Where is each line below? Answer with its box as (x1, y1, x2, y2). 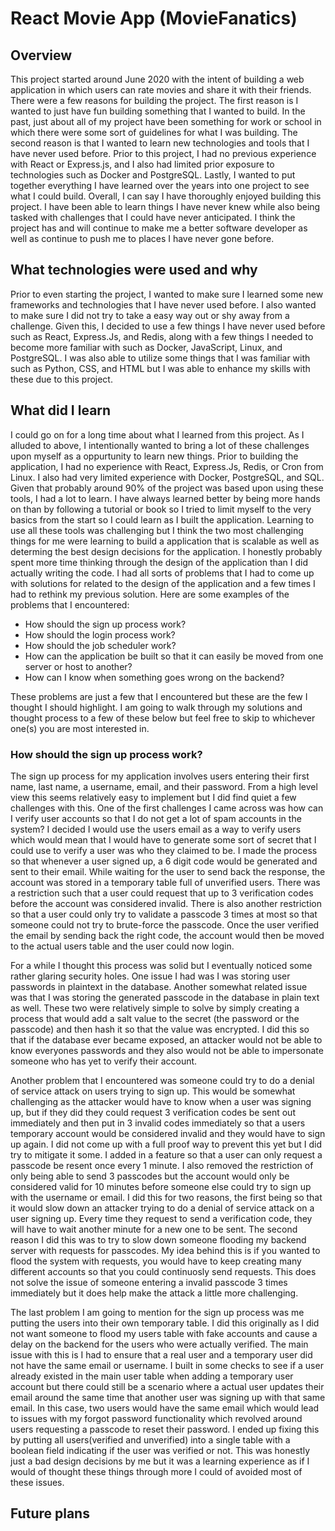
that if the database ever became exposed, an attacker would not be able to (10, 1033, 323, 1046)
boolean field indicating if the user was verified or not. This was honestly (10, 1444, 310, 1456)
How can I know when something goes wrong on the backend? (24, 671, 285, 683)
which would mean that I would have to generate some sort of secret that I (10, 833, 317, 846)
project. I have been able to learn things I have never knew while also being (10, 201, 321, 212)
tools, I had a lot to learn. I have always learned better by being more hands (10, 492, 321, 504)
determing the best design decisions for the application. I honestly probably (10, 545, 323, 557)
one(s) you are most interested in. (10, 722, 150, 734)
